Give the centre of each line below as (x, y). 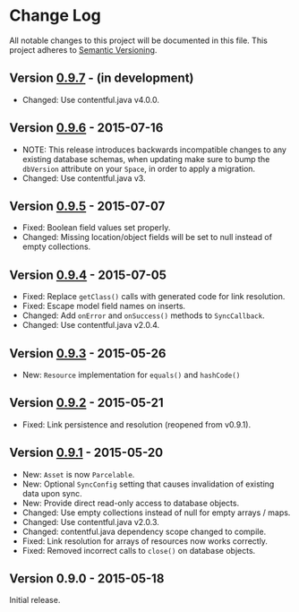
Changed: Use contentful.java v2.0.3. (90, 521)
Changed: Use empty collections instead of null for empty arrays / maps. (156, 513)
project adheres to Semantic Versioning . (83, 49)
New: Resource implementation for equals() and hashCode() (131, 375)
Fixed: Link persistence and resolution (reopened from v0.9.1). (137, 424)
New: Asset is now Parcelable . (78, 474)
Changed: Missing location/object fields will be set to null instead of (147, 237)
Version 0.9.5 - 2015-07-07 (87, 206)
